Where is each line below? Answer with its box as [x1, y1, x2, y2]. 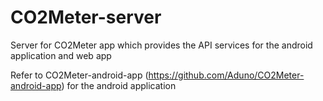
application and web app [10, 49, 112, 61]
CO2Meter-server [10, 6, 162, 29]
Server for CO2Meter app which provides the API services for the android [10, 39, 313, 51]
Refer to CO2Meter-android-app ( [10, 69, 149, 81]
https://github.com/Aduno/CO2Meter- [148, 69, 305, 81]
